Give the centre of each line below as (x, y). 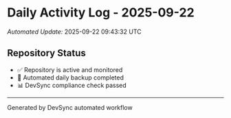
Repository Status (46, 53)
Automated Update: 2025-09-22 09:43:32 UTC (75, 32)
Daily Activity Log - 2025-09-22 (101, 13)
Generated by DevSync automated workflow (70, 107)
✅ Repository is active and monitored (70, 69)
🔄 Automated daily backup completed (70, 78)
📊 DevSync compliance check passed (72, 85)
